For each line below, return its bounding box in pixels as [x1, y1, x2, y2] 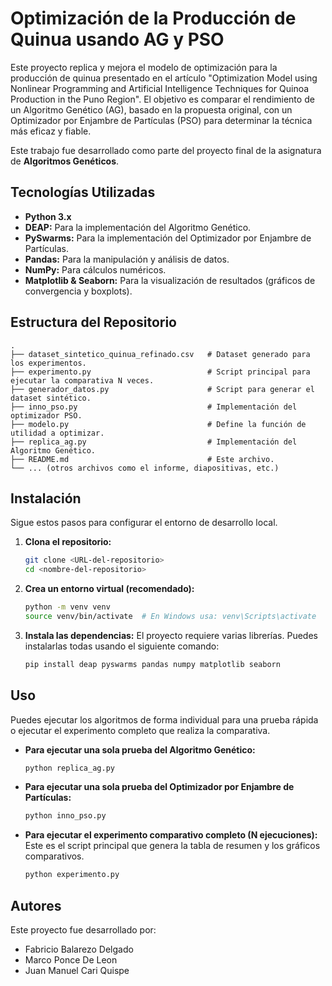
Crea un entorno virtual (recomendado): [24, 583, 195, 595]
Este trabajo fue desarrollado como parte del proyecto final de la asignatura [10, 144, 322, 156]
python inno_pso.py [24, 811, 107, 821]
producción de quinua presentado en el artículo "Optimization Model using [10, 72, 318, 84]
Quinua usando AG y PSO [10, 28, 225, 51]
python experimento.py [24, 870, 120, 880]
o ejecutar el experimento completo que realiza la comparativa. [10, 724, 271, 736]
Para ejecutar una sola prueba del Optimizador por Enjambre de [24, 781, 295, 793]
